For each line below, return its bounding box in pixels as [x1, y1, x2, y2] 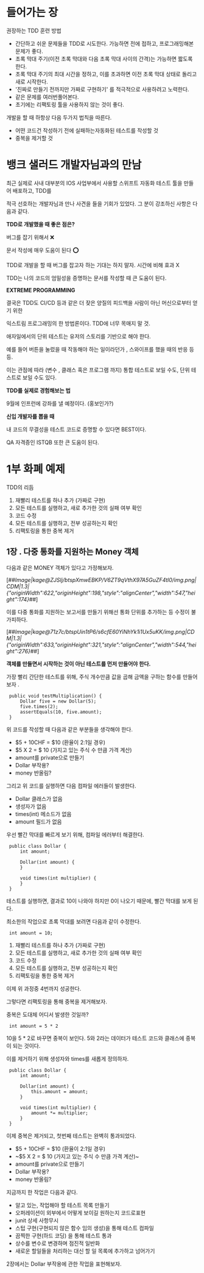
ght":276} [6, 647, 30, 654]
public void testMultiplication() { [9, 693, 102, 699]
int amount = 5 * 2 [9, 1023, 59, 1029]
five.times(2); [19, 703, 59, 709]
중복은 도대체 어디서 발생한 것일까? [6, 1011, 90, 1018]
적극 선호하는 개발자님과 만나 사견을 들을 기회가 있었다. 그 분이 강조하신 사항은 [6, 199, 192, 207]
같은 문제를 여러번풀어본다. [15, 93, 79, 101]
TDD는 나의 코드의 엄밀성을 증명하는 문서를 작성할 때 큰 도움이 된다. [6, 274, 167, 281]
